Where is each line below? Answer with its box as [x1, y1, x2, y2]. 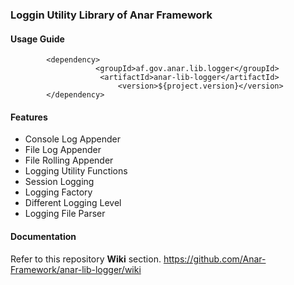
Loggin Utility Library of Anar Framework [10, 8, 213, 22]
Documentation [10, 230, 77, 242]
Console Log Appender [24, 133, 122, 145]
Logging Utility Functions [24, 165, 128, 177]
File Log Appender [24, 144, 102, 156]
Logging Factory [24, 186, 93, 198]
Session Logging [24, 176, 95, 188]
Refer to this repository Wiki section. [10, 253, 162, 265]
